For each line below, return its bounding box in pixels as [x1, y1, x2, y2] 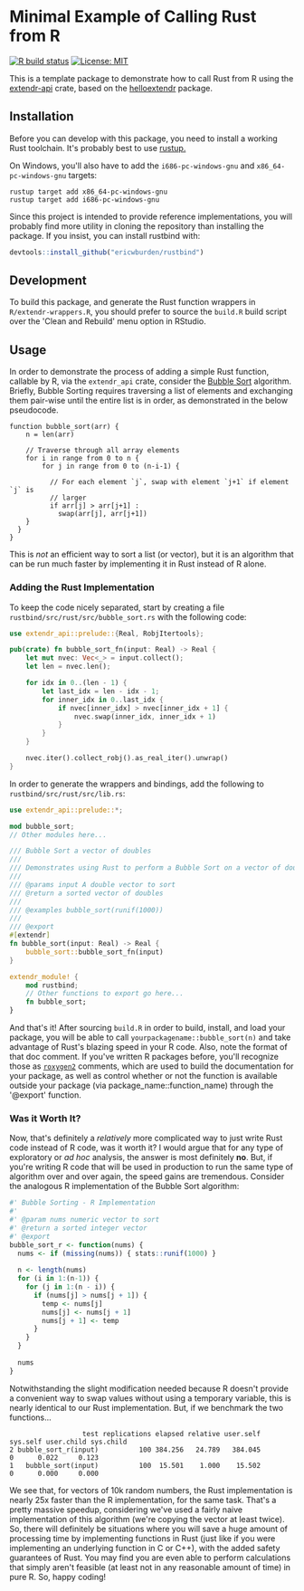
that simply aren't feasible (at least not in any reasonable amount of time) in [9, 1561, 291, 1572]
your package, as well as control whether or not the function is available [9, 1071, 278, 1081]
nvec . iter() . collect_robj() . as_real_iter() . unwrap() [25, 754, 229, 763]
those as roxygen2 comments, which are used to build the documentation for [9, 1061, 294, 1072]
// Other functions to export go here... [25, 989, 184, 998]
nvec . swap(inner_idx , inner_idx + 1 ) [73, 712, 217, 721]
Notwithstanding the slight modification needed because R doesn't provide [9, 1383, 290, 1394]
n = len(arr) [25, 430, 75, 440]
